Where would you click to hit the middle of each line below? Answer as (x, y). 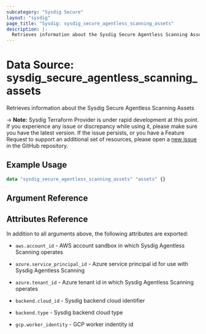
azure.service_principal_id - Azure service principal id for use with (102, 264)
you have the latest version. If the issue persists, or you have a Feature (96, 133)
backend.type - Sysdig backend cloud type (69, 312)
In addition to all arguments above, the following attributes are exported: (97, 234)
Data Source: (40, 65)
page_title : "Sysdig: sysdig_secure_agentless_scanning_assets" (90, 23)
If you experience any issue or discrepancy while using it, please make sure (102, 127)
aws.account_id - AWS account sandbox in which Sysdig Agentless (100, 245)
